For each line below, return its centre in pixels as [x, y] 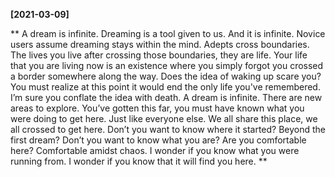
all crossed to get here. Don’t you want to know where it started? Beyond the [168, 129]
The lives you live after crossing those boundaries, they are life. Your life [159, 55]
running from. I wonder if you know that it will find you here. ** [139, 161]
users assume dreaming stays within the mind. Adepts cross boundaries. [160, 44]
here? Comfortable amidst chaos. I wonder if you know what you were [155, 150]
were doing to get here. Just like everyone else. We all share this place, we [164, 118]
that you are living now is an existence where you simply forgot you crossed [167, 65]
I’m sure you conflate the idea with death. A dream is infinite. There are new [166, 97]
